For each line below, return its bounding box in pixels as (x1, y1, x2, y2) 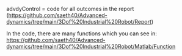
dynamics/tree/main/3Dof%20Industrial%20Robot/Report (6, 18, 151, 25)
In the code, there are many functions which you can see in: (6, 30, 157, 37)
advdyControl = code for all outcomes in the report (6, 5, 134, 12)
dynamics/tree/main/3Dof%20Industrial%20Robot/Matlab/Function (6, 43, 176, 50)
